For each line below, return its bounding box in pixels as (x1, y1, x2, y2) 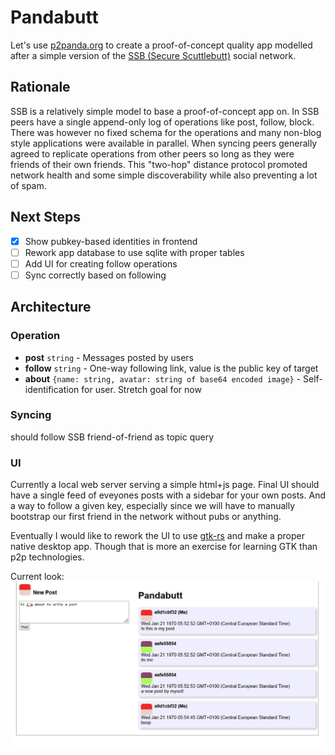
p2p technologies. (10, 551, 85, 563)
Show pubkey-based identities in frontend (24, 235, 198, 247)
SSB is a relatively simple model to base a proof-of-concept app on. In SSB (10, 105, 320, 117)
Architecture (10, 299, 92, 316)
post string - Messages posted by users (24, 351, 194, 363)
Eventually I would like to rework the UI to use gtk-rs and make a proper (10, 530, 305, 542)
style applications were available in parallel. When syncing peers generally (10, 137, 318, 149)
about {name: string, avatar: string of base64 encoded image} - (24, 372, 302, 385)
